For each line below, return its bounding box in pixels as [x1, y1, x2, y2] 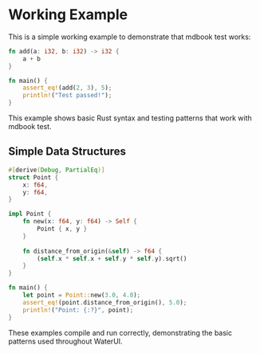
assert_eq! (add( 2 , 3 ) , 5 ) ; [22, 84, 112, 92]
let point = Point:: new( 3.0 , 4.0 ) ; [22, 291, 141, 299]
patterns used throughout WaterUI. [8, 336, 123, 346]
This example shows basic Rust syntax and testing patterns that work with [8, 113, 253, 123]
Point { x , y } [37, 225, 88, 233]
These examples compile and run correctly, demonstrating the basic [8, 328, 233, 337]
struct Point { [8, 173, 59, 181]
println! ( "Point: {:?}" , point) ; [22, 305, 134, 314]
